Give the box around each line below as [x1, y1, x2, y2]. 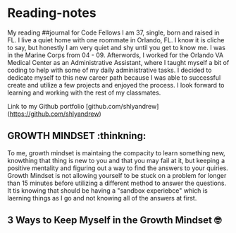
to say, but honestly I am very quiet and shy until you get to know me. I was [7, 43, 225, 52]
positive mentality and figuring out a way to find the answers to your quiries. [7, 164, 229, 172]
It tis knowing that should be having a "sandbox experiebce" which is [7, 186, 208, 195]
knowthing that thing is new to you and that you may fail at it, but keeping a [7, 156, 225, 165]
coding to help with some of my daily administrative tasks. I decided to [7, 66, 212, 74]
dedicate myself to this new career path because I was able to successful [7, 73, 221, 82]
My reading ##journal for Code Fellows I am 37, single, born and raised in [7, 28, 220, 37]
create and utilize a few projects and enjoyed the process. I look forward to [7, 80, 225, 89]
